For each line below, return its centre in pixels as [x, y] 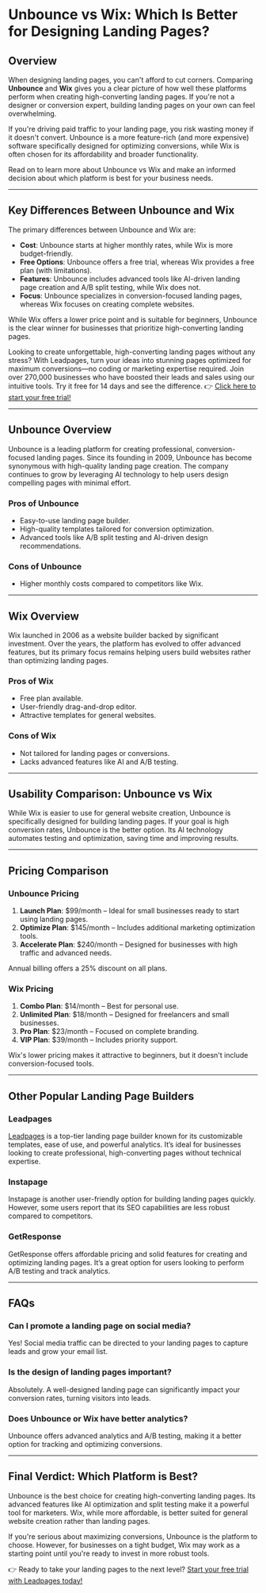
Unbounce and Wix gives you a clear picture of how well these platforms [127, 88]
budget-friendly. [46, 253]
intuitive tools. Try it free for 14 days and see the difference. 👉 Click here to [132, 386]
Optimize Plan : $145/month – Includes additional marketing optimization [137, 928]
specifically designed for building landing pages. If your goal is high [119, 822]
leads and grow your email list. [58, 1352]
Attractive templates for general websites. [88, 715]
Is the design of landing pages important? [90, 1372]
